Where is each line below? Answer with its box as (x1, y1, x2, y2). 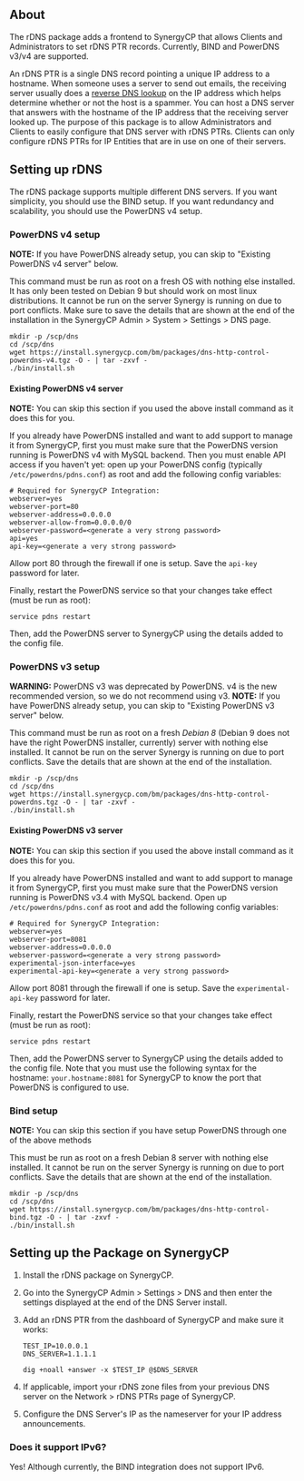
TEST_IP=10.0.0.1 (22, 1341, 89, 1350)
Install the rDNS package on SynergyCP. (22, 1270, 174, 1280)
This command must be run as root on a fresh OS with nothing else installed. (9, 276, 296, 287)
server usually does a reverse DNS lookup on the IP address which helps (9, 87, 281, 98)
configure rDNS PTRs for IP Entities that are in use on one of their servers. (9, 135, 287, 146)
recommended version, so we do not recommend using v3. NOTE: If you (9, 691, 281, 701)
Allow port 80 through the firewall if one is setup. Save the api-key (9, 558, 258, 569)
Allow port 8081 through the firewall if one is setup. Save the (9, 982, 235, 993)
